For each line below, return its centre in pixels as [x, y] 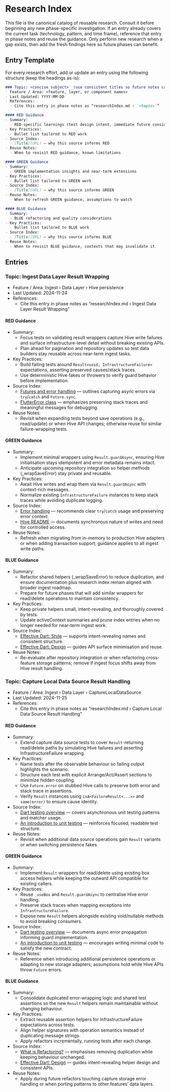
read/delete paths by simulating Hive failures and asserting [81, 748]
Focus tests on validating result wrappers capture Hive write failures [91, 337]
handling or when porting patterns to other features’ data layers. [87, 1084]
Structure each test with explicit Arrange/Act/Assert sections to [86, 774]
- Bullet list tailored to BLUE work [50, 228]
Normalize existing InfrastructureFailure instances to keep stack [89, 495]
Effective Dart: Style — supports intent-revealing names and [83, 636]
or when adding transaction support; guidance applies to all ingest [89, 543]
